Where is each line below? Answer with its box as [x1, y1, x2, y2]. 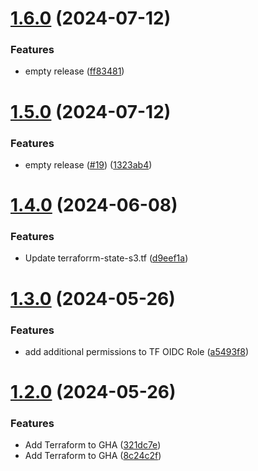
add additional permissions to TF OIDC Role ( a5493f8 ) [24, 345, 250, 357]
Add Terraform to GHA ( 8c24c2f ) [24, 450, 162, 462]
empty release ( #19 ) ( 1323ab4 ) [24, 158, 153, 171]
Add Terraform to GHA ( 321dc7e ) [24, 439, 162, 451]
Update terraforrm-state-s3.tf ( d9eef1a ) [24, 252, 189, 264]
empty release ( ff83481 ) [24, 65, 125, 77]
